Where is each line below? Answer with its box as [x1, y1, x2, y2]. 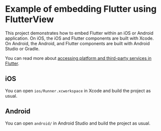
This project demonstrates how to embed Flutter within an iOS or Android [5, 30, 154, 36]
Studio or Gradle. [5, 46, 40, 52]
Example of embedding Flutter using [5, 3, 157, 15]
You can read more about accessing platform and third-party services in [5, 55, 152, 61]
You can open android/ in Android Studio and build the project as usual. [5, 120, 151, 126]
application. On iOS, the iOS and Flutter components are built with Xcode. [5, 35, 154, 41]
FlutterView [5, 14, 54, 25]
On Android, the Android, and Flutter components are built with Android [5, 40, 150, 46]
